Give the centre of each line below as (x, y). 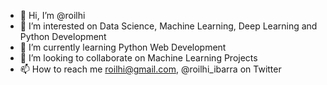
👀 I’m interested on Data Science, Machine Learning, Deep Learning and (168, 26)
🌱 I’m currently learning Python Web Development (123, 47)
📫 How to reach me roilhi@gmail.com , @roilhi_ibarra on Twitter (150, 69)
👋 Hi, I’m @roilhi (52, 15)
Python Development (63, 36)
